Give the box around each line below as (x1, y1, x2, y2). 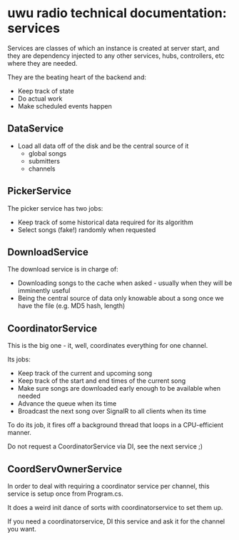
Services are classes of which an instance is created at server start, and (7, 44, 220, 52)
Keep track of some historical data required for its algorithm (17, 218, 194, 226)
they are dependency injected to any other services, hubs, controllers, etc (7, 51, 225, 60)
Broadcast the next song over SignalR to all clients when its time (17, 407, 207, 416)
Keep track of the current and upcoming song (17, 369, 153, 378)
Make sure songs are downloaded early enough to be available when (17, 384, 221, 393)
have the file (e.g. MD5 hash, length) (17, 301, 126, 310)
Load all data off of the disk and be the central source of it (17, 141, 189, 150)
